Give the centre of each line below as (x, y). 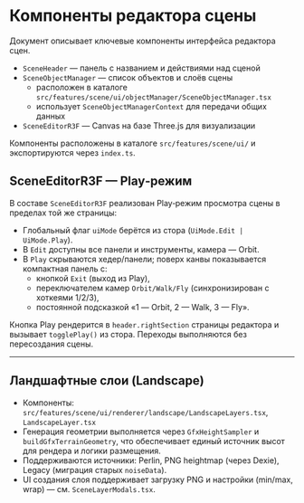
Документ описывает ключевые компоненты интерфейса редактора (142, 41)
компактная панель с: (65, 269)
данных (51, 116)
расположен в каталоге (82, 87)
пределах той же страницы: (63, 213)
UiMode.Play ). (47, 240)
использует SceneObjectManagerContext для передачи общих (151, 106)
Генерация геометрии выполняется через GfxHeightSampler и (141, 432)
